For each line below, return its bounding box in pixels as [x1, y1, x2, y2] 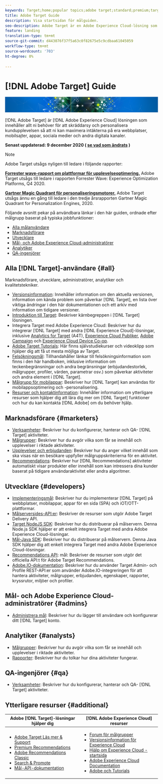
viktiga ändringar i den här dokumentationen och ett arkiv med [12, 302, 137, 308]
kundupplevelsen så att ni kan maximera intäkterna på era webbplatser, [5, 127, 148, 133]
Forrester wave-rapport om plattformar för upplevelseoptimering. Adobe [5, 170, 154, 176]
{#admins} [54, 599, 88, 608]
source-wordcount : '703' [5, 49, 55, 53]
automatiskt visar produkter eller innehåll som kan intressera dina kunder [12, 463, 158, 469]
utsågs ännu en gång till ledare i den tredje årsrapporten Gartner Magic [5, 195, 147, 201]
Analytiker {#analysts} [5, 631, 76, 640]
